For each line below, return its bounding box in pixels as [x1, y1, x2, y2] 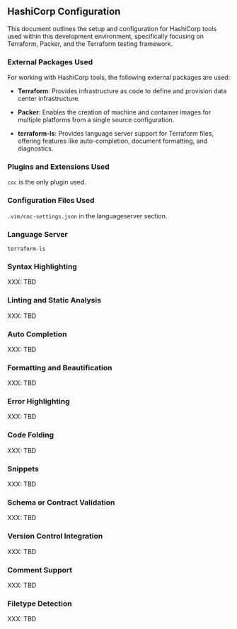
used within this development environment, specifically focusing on [7, 32, 204, 40]
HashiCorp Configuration [7, 6, 121, 18]
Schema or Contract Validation [7, 498, 115, 507]
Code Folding [7, 430, 54, 440]
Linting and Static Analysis [7, 295, 101, 305]
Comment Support [7, 565, 73, 575]
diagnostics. [17, 144, 54, 153]
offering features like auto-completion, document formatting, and [17, 137, 208, 146]
